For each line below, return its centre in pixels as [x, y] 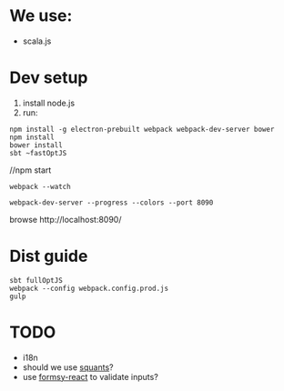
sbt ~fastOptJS [38, 153]
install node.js [49, 103]
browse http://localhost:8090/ [66, 219]
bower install [36, 145]
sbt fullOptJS [36, 280]
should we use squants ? [68, 367]
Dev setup [49, 78]
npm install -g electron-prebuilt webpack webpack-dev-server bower [142, 129]
